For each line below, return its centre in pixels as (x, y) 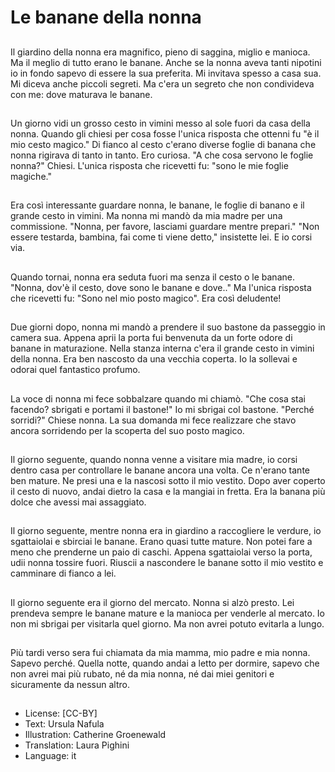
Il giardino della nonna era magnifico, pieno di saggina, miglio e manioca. (160, 52)
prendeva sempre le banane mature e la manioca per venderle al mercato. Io (168, 613)
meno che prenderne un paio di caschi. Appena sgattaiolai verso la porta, (161, 552)
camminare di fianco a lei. (63, 573)
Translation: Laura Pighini (77, 745)
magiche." (31, 176)
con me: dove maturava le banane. (81, 94)
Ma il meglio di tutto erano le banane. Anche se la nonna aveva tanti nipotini (166, 62)
